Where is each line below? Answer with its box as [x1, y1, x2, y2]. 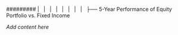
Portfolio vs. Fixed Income [6, 12, 70, 19]
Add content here [6, 24, 49, 30]
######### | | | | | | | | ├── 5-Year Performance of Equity [6, 6, 173, 12]
